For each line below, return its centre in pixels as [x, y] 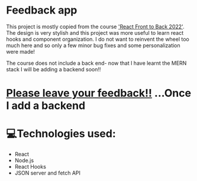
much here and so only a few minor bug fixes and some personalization [93, 45]
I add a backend [46, 106]
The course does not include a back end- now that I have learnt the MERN [96, 63]
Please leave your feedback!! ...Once [98, 93]
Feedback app [42, 10]
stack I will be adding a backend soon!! [54, 69]
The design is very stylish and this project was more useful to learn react [95, 32]
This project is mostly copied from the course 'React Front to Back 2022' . [95, 27]
